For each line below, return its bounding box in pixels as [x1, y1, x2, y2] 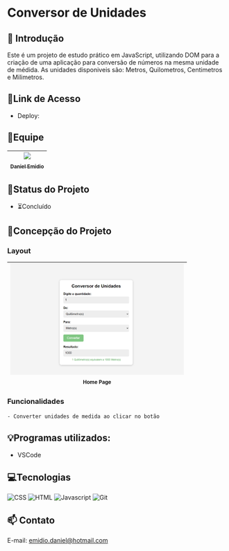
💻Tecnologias [7, 471, 71, 483]
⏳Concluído [17, 203, 51, 211]
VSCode [17, 450, 42, 459]
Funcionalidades [7, 396, 65, 406]
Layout [7, 246, 31, 255]
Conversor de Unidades [7, 5, 147, 21]
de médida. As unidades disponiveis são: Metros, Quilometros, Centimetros [7, 66, 223, 74]
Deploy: [17, 111, 40, 119]
